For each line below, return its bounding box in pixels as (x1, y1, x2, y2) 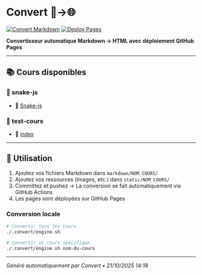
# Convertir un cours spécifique (6, 240, 90, 246)
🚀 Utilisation (6, 153, 53, 164)
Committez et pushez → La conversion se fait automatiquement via (14, 182, 182, 189)
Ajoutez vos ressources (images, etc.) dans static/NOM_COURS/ (14, 176, 170, 183)
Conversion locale (6, 210, 61, 218)
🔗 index (14, 130, 34, 137)
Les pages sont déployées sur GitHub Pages (14, 195, 125, 202)
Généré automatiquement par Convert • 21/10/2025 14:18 (6, 262, 148, 269)
